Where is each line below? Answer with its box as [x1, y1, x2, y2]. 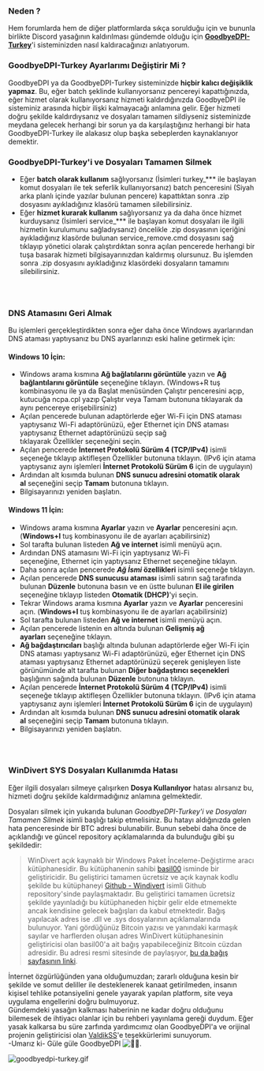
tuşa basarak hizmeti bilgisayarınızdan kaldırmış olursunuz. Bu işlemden [19, 250, 254, 259]
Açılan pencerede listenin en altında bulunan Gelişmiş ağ [19, 623, 205, 633]
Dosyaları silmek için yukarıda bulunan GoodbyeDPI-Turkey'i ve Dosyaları [8, 806, 247, 816]
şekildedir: [8, 840, 43, 850]
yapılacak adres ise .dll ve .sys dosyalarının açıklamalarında [27, 914, 221, 923]
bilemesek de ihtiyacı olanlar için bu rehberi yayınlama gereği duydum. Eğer [8, 1013, 254, 1023]
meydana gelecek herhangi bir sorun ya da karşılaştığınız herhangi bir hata [8, 120, 251, 130]
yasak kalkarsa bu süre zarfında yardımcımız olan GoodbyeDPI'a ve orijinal [8, 1021, 251, 1032]
